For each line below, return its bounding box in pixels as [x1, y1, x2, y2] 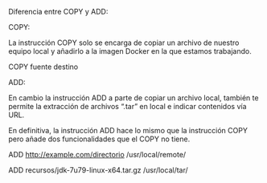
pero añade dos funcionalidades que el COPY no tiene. [8, 134, 191, 144]
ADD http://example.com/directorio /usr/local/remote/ [8, 150, 187, 159]
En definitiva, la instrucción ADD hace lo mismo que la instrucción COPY [8, 126, 248, 135]
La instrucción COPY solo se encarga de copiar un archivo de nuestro [8, 38, 240, 47]
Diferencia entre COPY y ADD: [8, 7, 109, 16]
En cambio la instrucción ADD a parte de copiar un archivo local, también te [8, 93, 259, 103]
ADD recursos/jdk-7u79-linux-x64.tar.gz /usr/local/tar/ [8, 165, 189, 175]
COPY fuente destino [8, 62, 79, 71]
